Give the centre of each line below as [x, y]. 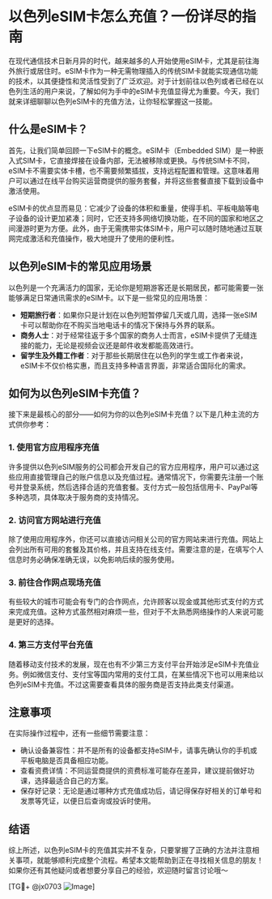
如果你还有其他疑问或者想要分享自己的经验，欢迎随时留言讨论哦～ [118, 871]
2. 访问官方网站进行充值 [55, 520]
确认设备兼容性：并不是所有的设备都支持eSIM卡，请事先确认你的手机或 [138, 751]
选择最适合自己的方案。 [74, 781]
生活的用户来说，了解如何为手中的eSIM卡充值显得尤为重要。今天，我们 [141, 91]
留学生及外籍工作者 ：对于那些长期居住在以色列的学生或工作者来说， [134, 355]
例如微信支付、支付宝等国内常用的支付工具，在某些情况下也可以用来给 [139, 674]
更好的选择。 [36, 622]
